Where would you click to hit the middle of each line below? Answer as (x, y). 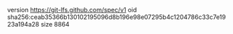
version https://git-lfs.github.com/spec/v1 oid (72, 10)
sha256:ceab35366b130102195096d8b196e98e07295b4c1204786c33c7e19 (116, 17)
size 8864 (55, 24)
